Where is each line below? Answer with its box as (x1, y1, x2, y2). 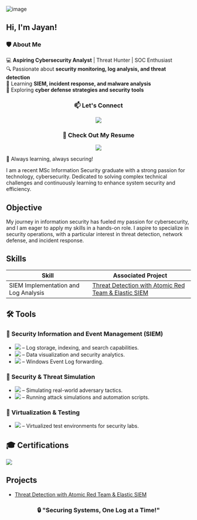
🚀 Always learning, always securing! (6, 156, 94, 163)
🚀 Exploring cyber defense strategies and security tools (6, 86, 144, 93)
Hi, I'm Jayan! (6, 22, 57, 32)
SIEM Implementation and (9, 281, 80, 289)
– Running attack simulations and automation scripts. (22, 394, 150, 401)
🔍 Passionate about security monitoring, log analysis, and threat (6, 65, 166, 72)
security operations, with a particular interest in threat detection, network (6, 231, 183, 238)
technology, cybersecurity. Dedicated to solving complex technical (6, 173, 167, 180)
